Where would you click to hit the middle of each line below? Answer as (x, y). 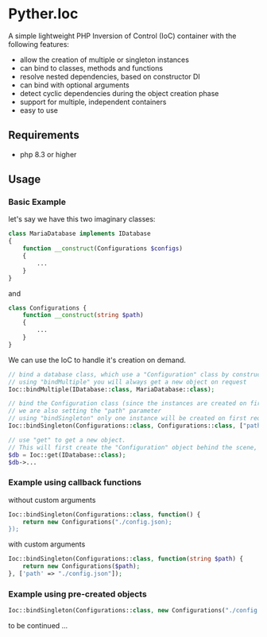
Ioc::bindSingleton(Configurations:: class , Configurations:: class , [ (126, 426)
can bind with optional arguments (74, 85)
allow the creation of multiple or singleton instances (104, 60)
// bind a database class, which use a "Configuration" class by (118, 374)
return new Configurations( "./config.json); (97, 522)
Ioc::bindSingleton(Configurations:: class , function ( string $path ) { (126, 559)
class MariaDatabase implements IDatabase (79, 234)
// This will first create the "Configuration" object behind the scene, (133, 447)
